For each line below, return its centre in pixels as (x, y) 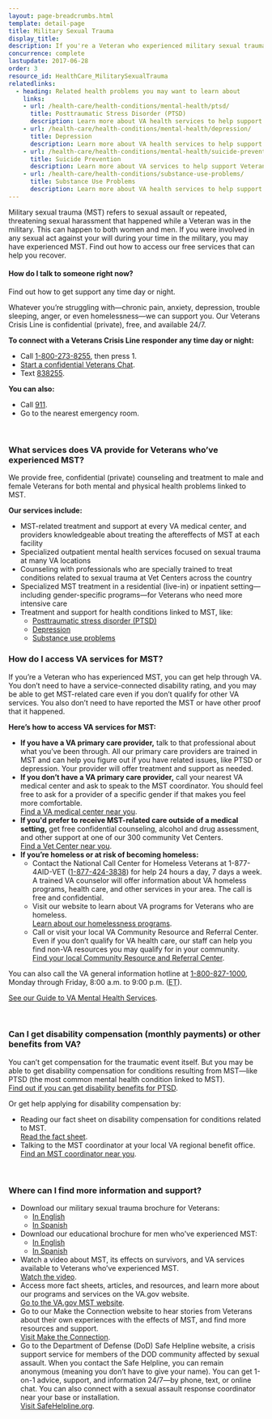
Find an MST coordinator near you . (78, 1153)
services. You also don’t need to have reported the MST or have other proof (135, 702)
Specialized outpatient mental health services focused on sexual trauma (140, 552)
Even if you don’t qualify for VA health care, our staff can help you (142, 940)
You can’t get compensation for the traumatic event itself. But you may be (131, 1062)
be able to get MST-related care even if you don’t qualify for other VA (124, 694)
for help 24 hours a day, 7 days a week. (196, 871)
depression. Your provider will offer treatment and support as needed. (136, 768)
